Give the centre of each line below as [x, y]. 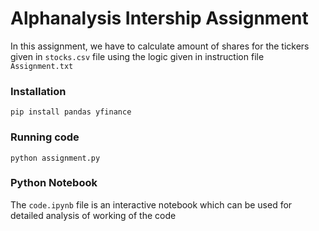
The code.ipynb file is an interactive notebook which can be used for [151, 204]
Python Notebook [54, 183]
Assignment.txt [42, 66]
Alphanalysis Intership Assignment [159, 18]
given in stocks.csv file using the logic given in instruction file [137, 56]
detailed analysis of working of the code [93, 215]
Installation [38, 91]
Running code [45, 137]
